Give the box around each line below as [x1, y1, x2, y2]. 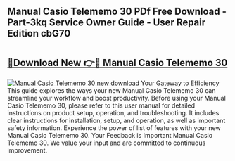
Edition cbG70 [7, 27, 71, 39]
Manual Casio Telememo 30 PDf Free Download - [7, 6, 227, 18]
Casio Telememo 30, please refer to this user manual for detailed [7, 101, 196, 110]
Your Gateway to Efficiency [140, 79, 220, 87]
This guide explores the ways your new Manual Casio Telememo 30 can [7, 86, 216, 94]
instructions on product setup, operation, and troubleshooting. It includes [7, 109, 220, 117]
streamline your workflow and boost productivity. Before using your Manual [7, 94, 227, 102]
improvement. [7, 146, 48, 154]
